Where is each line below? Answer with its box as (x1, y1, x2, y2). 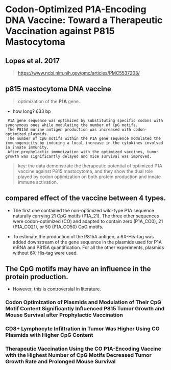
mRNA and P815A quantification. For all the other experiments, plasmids (12, 244, 164, 251)
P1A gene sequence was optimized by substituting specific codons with (7, 118, 163, 123)
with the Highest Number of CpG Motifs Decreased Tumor (5, 352, 152, 359)
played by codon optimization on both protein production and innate (17, 174, 161, 180)
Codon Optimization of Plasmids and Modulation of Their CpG (5, 299, 162, 306)
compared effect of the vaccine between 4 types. (5, 194, 166, 203)
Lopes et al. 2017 (5, 56, 60, 65)
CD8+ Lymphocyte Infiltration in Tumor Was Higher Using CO (5, 325, 160, 332)
